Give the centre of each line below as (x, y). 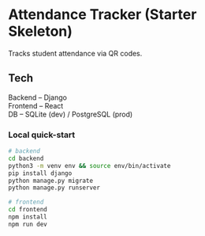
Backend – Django (37, 97)
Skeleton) (41, 31)
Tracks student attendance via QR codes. (75, 53)
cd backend (26, 158)
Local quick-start (42, 135)
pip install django (40, 173)
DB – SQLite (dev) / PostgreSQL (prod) (71, 114)
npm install (28, 217)
